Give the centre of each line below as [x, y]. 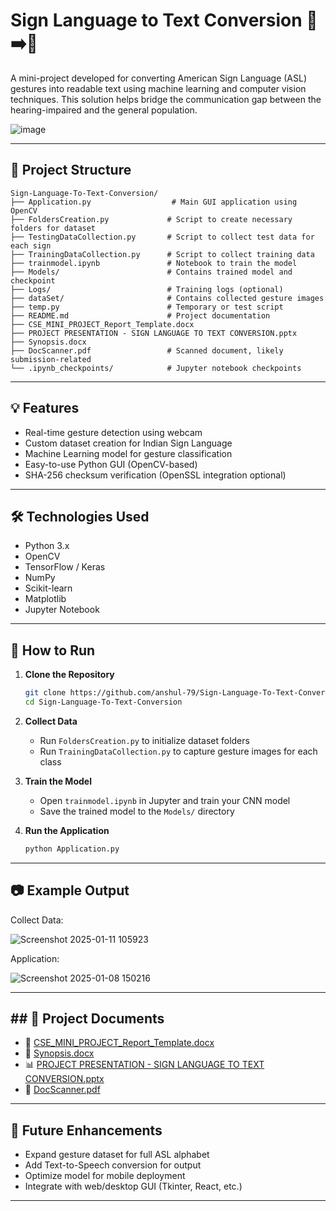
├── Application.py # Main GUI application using [154, 202]
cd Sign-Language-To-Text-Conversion [103, 702]
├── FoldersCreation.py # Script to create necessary [151, 219]
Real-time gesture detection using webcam [113, 432]
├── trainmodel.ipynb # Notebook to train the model [154, 263]
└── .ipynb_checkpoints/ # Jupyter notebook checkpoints [156, 368]
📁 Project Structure [71, 170]
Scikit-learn [48, 588]
